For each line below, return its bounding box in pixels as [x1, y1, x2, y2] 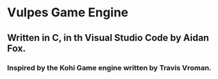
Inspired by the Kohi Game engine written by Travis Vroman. [7, 63, 212, 72]
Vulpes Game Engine [7, 5, 129, 20]
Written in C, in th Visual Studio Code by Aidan [7, 32, 209, 44]
